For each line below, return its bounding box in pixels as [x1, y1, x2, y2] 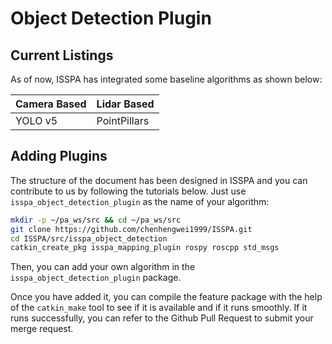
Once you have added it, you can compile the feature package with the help [10, 291, 323, 303]
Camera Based [15, 97, 87, 111]
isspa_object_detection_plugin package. [10, 272, 182, 284]
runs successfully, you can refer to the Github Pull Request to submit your [10, 312, 314, 324]
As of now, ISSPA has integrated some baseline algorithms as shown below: [10, 73, 323, 85]
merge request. [10, 323, 74, 335]
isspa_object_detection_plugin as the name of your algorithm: [10, 195, 270, 207]
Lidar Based [96, 97, 155, 111]
